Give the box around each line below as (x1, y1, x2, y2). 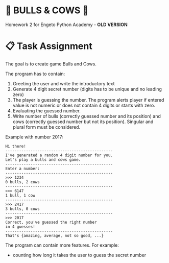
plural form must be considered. (12, 124, 81, 130)
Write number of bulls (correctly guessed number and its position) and (12, 113, 161, 119)
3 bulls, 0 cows (5, 206, 40, 211)
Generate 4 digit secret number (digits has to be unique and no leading (12, 86, 162, 92)
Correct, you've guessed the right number (5, 220, 97, 225)
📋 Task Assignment (5, 40, 93, 52)
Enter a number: (5, 166, 40, 171)
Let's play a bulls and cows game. (5, 157, 81, 162)
